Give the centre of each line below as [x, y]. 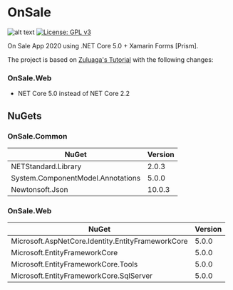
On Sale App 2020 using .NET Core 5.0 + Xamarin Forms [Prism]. [103, 45]
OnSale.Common [37, 136]
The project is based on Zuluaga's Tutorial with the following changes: [110, 59]
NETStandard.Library [46, 166]
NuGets [25, 116]
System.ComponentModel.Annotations [76, 178]
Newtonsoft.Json [40, 189]
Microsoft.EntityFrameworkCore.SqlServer [82, 276]
